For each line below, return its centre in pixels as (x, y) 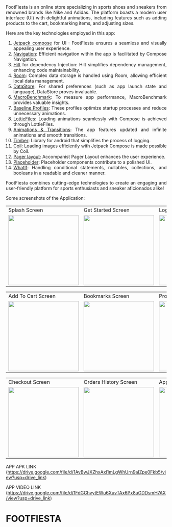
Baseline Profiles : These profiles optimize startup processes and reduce (90, 108)
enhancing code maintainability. (47, 70)
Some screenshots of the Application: (45, 198)
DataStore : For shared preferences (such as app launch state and (90, 86)
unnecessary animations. (40, 113)
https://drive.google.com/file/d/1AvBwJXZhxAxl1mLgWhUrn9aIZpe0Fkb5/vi (87, 472)
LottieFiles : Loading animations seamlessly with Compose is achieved (90, 119)
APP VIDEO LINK (23, 487)
